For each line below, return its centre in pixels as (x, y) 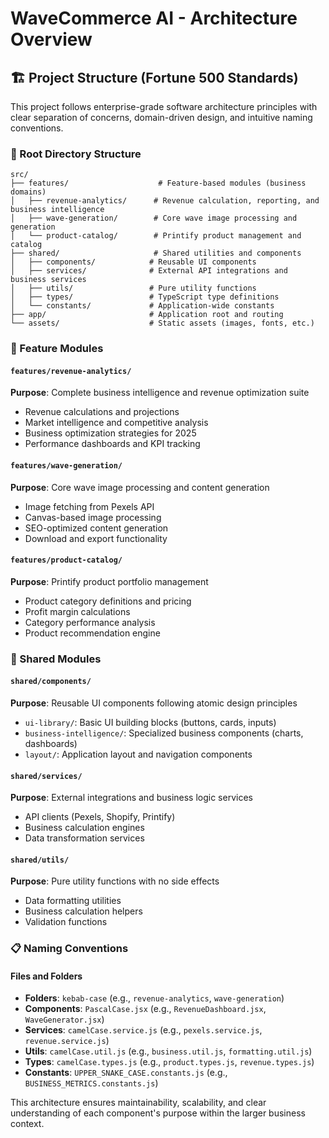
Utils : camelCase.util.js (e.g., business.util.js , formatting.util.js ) (168, 1051)
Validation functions (66, 922)
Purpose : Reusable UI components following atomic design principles (154, 703)
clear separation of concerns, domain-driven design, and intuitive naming (161, 117)
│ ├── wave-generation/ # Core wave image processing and (154, 218)
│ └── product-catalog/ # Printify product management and (156, 236)
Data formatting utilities (73, 901)
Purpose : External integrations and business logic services (131, 798)
